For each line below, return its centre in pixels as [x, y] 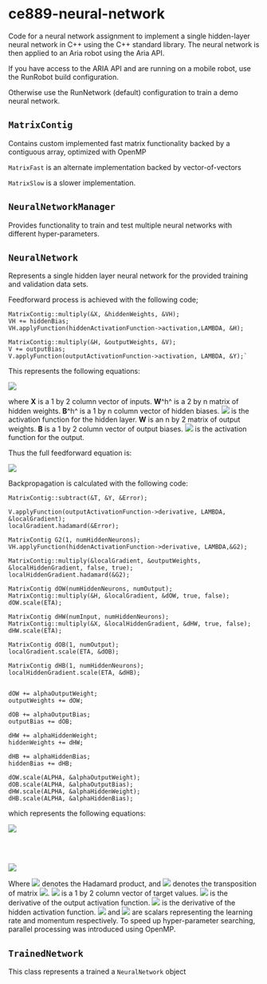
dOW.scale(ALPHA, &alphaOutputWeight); [75, 778]
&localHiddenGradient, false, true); [71, 568]
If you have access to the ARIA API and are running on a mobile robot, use [130, 68]
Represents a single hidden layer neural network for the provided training [128, 276]
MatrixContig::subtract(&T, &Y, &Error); [78, 498]
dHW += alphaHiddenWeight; [53, 736]
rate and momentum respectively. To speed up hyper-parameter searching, [132, 921]
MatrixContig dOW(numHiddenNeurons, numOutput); [90, 589]
